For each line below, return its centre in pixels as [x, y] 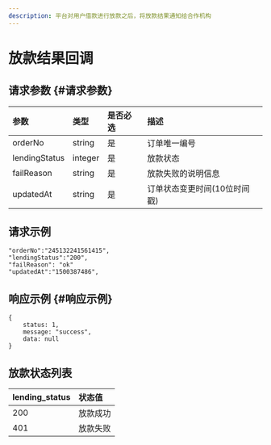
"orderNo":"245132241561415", [59, 251]
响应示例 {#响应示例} [60, 298]
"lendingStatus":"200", [48, 258]
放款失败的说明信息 [183, 173]
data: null [41, 339]
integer [86, 157]
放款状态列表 [40, 373]
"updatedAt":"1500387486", [54, 272]
